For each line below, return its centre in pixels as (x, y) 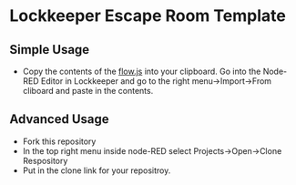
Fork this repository (59, 141)
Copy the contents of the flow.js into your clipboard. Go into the (142, 71)
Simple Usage (50, 50)
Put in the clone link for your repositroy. (97, 170)
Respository (45, 160)
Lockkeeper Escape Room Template (148, 16)
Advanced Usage (59, 119)
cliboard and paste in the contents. (88, 91)
